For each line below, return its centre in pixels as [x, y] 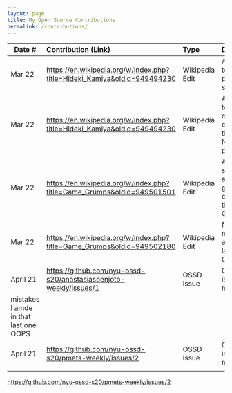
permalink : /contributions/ [48, 26]
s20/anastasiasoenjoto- [86, 280]
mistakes [25, 300]
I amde [22, 308]
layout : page [26, 13]
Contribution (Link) [78, 50]
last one [23, 325]
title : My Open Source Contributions [61, 20]
